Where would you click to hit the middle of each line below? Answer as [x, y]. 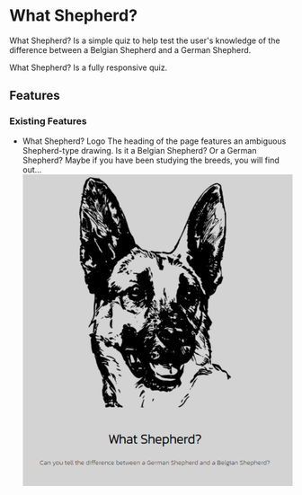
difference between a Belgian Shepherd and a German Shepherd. [130, 49]
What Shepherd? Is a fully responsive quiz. [89, 67]
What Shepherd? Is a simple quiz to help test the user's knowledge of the [145, 40]
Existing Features [48, 121]
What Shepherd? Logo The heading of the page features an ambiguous [154, 141]
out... [32, 169]
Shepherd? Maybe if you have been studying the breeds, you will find [151, 160]
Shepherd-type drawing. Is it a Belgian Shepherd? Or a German [139, 150]
